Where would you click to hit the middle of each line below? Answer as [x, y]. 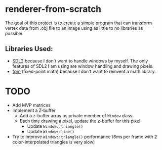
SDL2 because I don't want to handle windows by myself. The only [80, 61]
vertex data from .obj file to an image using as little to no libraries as [74, 28]
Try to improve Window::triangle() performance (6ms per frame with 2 [84, 137]
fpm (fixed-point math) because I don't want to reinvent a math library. [84, 71]
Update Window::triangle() [55, 126]
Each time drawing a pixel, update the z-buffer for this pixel [80, 121]
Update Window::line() [51, 131]
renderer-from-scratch [53, 9]
